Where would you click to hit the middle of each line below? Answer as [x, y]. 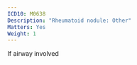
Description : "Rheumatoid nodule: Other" [70, 20]
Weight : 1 [22, 34]
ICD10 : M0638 [27, 14]
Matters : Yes [27, 27]
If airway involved [33, 54]
